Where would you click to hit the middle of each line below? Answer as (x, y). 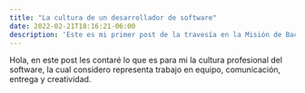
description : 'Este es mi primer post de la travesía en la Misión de (146, 34)
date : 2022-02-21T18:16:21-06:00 (73, 26)
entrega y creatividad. (50, 79)
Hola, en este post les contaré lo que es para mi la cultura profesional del (146, 60)
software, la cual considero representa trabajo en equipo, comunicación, (145, 70)
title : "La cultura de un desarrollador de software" (113, 18)
